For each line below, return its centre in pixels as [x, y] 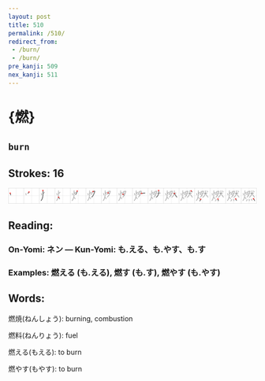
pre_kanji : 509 [33, 67]
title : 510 [26, 25]
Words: [26, 299]
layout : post [30, 17]
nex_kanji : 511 [33, 75]
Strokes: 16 [36, 173]
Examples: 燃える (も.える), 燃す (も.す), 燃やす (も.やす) [114, 272]
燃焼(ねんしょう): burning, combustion [71, 318]
